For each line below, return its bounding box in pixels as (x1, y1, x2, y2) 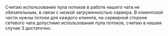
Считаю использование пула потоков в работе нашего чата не (5, 4, 140, 10)
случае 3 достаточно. (5, 25, 52, 31)
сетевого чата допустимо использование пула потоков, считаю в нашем (5, 20, 162, 26)
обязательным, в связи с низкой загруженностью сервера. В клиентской (5, 9, 163, 15)
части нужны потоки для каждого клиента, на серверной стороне (5, 15, 147, 20)
